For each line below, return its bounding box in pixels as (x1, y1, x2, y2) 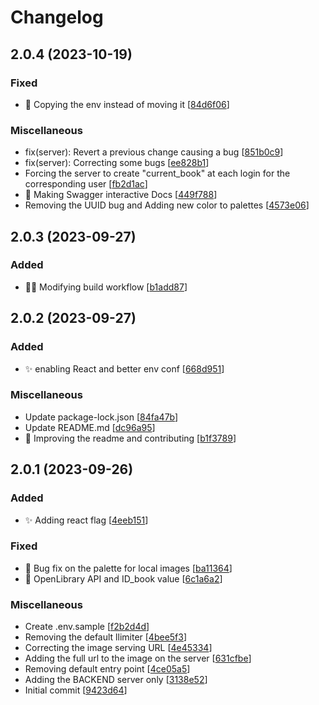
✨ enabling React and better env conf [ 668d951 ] (24, 362, 225, 375)
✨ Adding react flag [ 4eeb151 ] (24, 514, 149, 526)
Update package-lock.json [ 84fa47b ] (24, 411, 179, 423)
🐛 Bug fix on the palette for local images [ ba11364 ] (24, 562, 233, 574)
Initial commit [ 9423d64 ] (24, 684, 128, 696)
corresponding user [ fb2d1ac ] (24, 178, 148, 190)
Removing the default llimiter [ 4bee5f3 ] (24, 631, 188, 643)
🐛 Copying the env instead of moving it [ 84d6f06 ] (24, 98, 230, 110)
